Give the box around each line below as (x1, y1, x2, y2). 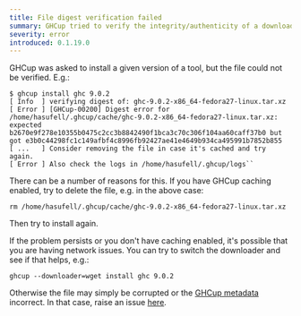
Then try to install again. (9, 218, 99, 229)
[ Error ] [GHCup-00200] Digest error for (9, 105, 170, 115)
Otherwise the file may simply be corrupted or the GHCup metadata (9, 287, 260, 298)
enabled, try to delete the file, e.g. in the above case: (9, 185, 204, 196)
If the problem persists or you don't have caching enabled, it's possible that (9, 235, 288, 246)
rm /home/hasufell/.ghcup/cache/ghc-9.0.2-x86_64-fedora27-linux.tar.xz (9, 202, 287, 211)
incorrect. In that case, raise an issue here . (9, 297, 168, 308)
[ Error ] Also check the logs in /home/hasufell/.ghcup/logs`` (9, 160, 254, 169)
